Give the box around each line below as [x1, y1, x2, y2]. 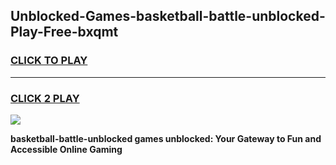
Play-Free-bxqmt [10, 24, 119, 41]
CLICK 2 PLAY [10, 91, 80, 105]
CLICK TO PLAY [10, 54, 88, 68]
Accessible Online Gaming [10, 143, 123, 155]
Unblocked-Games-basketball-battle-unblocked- [10, 8, 326, 25]
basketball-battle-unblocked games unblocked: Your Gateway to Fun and [10, 132, 322, 144]
